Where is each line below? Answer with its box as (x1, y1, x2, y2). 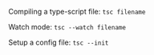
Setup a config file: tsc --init (8, 37, 109, 47)
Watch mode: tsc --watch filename (8, 22, 127, 31)
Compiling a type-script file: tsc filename (8, 7, 146, 16)
